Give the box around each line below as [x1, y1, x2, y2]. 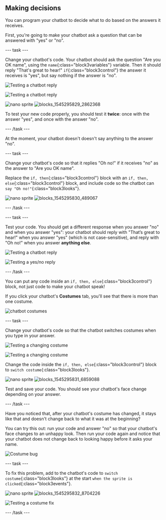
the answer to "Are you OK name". [5, 165, 75, 171]
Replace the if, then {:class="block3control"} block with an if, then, [5, 175, 149, 181]
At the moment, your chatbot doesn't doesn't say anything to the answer [5, 135, 154, 141]
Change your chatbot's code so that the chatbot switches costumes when [5, 327, 156, 333]
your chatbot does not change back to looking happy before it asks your [5, 436, 153, 442]
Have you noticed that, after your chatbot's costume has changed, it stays [5, 410, 157, 416]
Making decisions [5, 4, 61, 12]
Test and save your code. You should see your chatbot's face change [5, 386, 147, 392]
